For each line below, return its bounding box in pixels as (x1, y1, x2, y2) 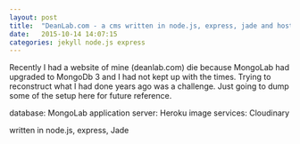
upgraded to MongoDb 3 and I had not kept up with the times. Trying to (9, 72, 271, 83)
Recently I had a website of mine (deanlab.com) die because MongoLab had (9, 62, 290, 73)
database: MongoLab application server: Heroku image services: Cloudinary (9, 108, 290, 118)
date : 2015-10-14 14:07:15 (9, 29, 118, 38)
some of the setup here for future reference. (9, 91, 172, 101)
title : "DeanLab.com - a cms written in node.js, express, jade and (9, 21, 274, 30)
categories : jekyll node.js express (9, 37, 146, 47)
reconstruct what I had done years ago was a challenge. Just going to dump (9, 81, 290, 92)
